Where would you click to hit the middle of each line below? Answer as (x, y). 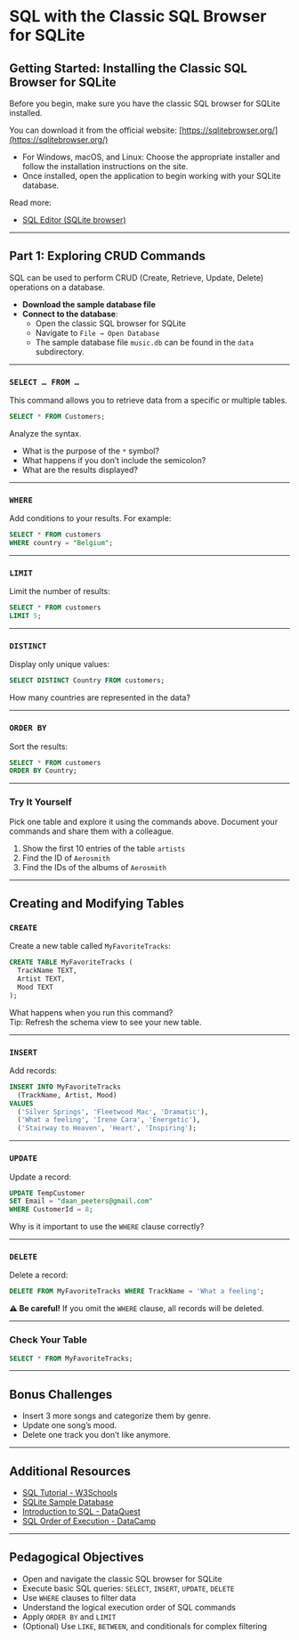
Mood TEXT (35, 987)
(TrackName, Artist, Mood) (67, 1095)
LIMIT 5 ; (25, 616)
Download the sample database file (89, 304)
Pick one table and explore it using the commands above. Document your (144, 821)
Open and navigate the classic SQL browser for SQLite (122, 1579)
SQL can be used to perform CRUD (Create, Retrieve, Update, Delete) (137, 277)
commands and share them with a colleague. (92, 831)
